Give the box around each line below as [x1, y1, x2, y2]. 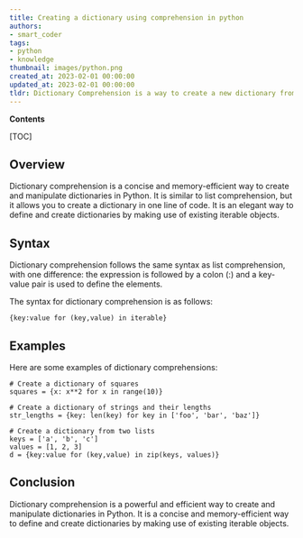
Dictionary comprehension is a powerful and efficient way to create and [9, 498, 276, 509]
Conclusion [9, 475, 76, 490]
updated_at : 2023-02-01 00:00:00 [9, 80, 135, 89]
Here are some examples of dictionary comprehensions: [9, 361, 218, 372]
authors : [9, 22, 42, 31]
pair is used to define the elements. [31, 278, 163, 289]
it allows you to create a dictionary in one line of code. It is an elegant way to [9, 200, 294, 211]
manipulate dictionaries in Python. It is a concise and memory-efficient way [9, 508, 289, 519]
